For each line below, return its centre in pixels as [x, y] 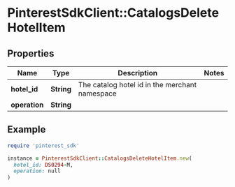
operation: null [37, 171]
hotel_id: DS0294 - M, [43, 165]
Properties [31, 53]
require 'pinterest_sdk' [43, 145]
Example [27, 129]
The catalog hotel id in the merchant [137, 85]
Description [138, 73]
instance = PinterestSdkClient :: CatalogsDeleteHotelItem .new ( [100, 158]
